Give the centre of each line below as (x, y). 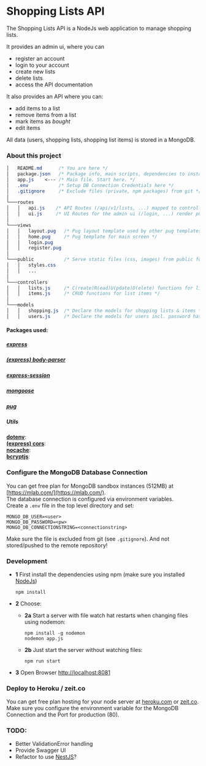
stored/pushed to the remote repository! (57, 545)
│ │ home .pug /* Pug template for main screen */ (82, 237)
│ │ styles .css (31, 265)
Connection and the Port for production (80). (63, 715)
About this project (34, 156)
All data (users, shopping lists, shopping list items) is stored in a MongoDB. (101, 140)
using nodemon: (45, 622)
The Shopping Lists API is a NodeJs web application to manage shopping (99, 28)
